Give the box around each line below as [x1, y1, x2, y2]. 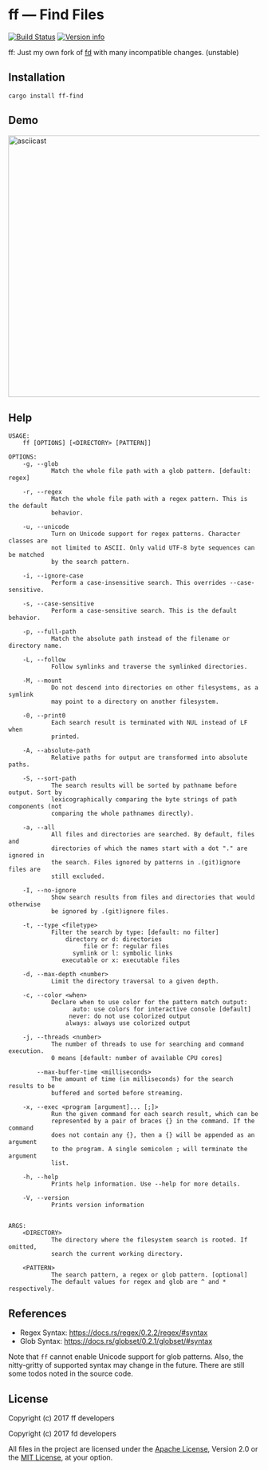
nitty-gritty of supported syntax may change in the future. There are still [8, 1361, 245, 1370]
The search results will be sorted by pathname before [50, 781, 238, 790]
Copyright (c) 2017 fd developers [8, 1428, 117, 1438]
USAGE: [8, 432, 30, 440]
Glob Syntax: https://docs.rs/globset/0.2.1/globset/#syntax [19, 1337, 213, 1346]
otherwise [8, 900, 41, 908]
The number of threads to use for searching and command [50, 1040, 245, 1048]
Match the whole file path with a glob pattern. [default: [50, 467, 251, 475]
